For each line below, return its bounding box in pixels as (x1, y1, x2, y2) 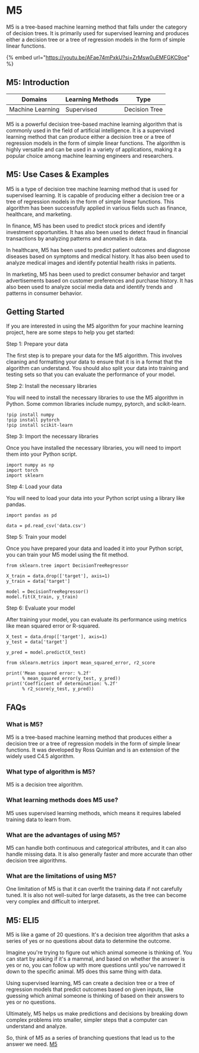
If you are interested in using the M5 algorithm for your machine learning (6, 322, 184, 330)
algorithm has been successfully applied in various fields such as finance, (6, 204, 187, 212)
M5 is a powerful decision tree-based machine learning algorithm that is (6, 120, 183, 128)
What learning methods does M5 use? (6, 796, 119, 804)
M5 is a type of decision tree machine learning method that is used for (6, 185, 178, 192)
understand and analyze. (6, 1023, 67, 1030)
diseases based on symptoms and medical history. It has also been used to (6, 253, 190, 260)
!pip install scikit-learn (6, 423, 73, 428)
